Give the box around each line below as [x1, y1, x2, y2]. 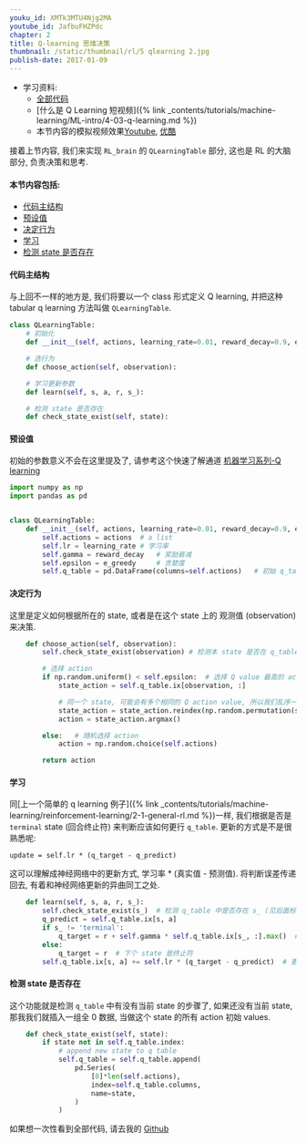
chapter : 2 [9, 30, 51, 39]
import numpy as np [9, 483, 84, 492]
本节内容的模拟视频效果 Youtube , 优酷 [36, 126, 177, 137]
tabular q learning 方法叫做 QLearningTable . [9, 303, 172, 314]
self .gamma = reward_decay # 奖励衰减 [42, 550, 192, 559]
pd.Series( [74, 1064, 117, 1073]
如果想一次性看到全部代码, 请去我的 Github [9, 1123, 169, 1135]
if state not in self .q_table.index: [42, 1038, 185, 1047]
